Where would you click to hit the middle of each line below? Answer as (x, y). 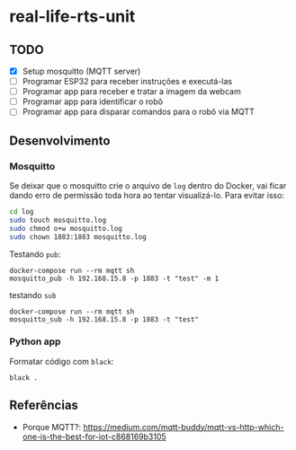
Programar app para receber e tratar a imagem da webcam (131, 92)
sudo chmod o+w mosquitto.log (66, 228)
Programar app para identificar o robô (93, 101)
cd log (22, 212)
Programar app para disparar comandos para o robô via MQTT (138, 112)
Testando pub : (35, 254)
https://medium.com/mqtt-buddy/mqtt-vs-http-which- (184, 427)
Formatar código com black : (62, 361)
